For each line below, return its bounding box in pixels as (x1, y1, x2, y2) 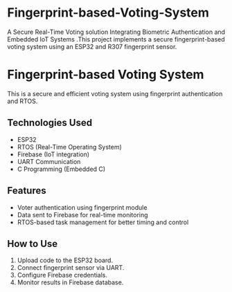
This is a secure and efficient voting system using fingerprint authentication (7, 89, 223, 98)
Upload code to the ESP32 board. (17, 256, 113, 264)
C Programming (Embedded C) (17, 165, 106, 173)
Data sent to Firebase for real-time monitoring (17, 210, 148, 219)
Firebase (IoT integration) (17, 150, 90, 158)
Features (7, 185, 46, 197)
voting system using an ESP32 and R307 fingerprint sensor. (7, 42, 177, 51)
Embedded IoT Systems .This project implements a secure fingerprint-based (7, 35, 225, 43)
